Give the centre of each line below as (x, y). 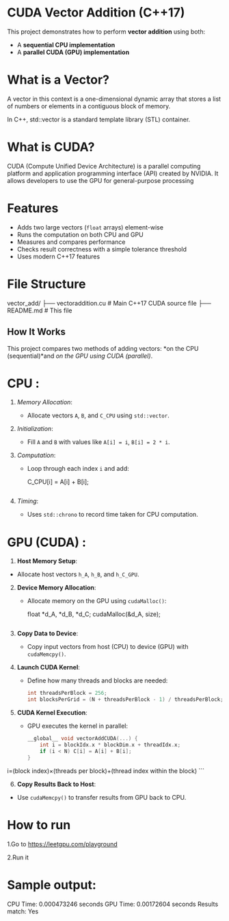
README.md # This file (40, 310)
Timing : (28, 501)
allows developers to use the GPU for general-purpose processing (100, 180)
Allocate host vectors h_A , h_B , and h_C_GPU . (78, 574)
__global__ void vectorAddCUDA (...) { (82, 739)
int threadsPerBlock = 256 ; (67, 693)
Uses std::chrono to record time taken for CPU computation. (112, 515)
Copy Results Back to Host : (56, 784)
